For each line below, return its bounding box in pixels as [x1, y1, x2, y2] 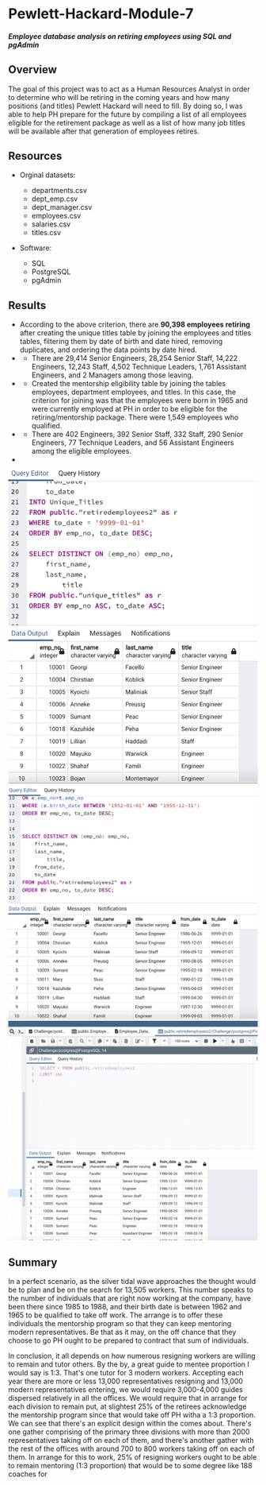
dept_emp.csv [31, 194, 78, 203]
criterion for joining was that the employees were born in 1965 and [31, 396, 248, 405]
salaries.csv [31, 219, 71, 229]
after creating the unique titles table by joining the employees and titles [19, 328, 252, 338]
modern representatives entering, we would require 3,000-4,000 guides [8, 1385, 243, 1394]
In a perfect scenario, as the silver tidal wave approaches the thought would [8, 1277, 256, 1286]
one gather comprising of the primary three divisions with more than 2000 [8, 1427, 250, 1437]
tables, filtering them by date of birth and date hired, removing [19, 337, 223, 346]
